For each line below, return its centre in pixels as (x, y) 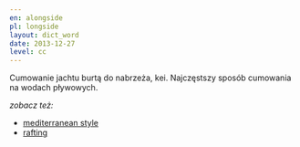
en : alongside (36, 18)
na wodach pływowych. (54, 88)
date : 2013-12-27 (42, 43)
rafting (35, 132)
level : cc (28, 52)
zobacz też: (31, 105)
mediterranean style (60, 123)
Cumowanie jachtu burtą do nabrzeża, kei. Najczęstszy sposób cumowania (150, 78)
